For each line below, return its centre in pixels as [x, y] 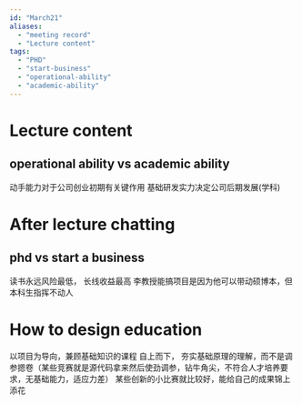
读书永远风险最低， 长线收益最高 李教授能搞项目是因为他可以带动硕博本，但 [151, 281]
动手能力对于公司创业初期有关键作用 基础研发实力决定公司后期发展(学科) [145, 187]
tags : [20, 52]
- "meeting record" [55, 35]
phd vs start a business [77, 258]
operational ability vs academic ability [120, 164]
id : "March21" [36, 18]
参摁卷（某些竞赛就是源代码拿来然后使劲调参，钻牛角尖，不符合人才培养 [145, 367]
